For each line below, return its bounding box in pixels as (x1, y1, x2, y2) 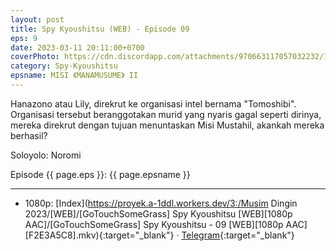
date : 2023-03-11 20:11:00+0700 (10, 42, 145, 53)
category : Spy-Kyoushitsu (10, 61, 118, 71)
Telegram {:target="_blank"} (181, 229, 295, 241)
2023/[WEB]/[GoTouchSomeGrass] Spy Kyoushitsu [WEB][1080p (24, 207, 293, 220)
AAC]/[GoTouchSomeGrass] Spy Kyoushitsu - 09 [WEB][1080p (24, 218, 284, 230)
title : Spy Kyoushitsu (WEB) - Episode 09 (10, 24, 190, 34)
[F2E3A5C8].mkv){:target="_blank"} (24, 229, 175, 241)
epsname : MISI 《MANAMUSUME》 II (10, 71, 139, 81)
